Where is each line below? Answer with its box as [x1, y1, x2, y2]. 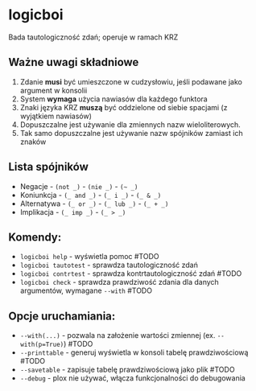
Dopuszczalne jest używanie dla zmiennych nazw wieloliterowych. [19, 119, 242, 130]
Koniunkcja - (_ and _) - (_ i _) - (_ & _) [19, 190, 162, 200]
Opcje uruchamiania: [8, 309, 116, 323]
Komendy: [8, 230, 62, 244]
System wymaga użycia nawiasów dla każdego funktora [19, 94, 208, 104]
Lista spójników [8, 160, 89, 174]
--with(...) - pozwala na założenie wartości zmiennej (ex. [19, 331, 216, 340]
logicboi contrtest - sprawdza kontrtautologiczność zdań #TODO [19, 269, 242, 278]
